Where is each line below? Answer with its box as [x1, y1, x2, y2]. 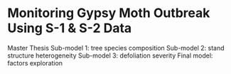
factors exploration [7, 58, 63, 67]
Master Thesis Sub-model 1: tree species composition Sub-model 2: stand [7, 43, 225, 52]
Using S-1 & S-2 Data [7, 20, 132, 36]
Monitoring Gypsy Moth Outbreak [7, 5, 210, 21]
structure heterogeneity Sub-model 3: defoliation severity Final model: [7, 51, 213, 60]
